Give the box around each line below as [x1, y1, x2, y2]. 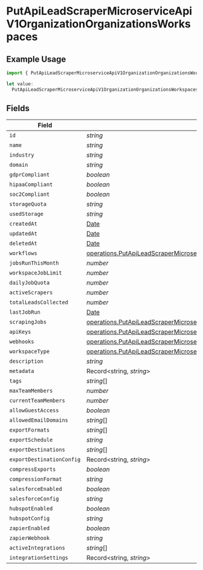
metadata [9, 368, 34, 375]
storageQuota [9, 201, 47, 208]
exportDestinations [9, 446, 65, 453]
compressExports [9, 466, 56, 473]
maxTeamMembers [9, 387, 53, 394]
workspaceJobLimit [9, 270, 62, 276]
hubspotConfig [9, 515, 50, 522]
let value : [6, 80, 34, 87]
